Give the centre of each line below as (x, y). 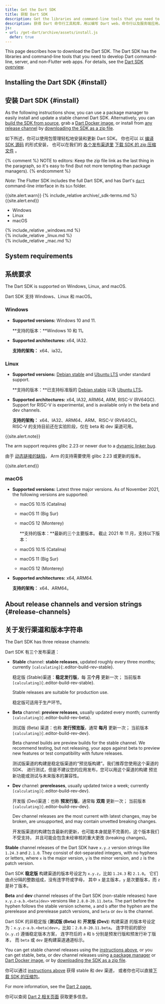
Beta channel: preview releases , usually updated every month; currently (86, 712)
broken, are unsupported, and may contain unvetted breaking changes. (84, 822)
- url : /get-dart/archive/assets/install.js (51, 33)
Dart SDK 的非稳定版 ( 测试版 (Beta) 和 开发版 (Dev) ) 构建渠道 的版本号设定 (80, 922)
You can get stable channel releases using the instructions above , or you (79, 950)
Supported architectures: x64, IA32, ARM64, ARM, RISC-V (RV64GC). (84, 399)
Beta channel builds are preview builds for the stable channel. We (79, 743)
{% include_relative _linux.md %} (39, 236)
